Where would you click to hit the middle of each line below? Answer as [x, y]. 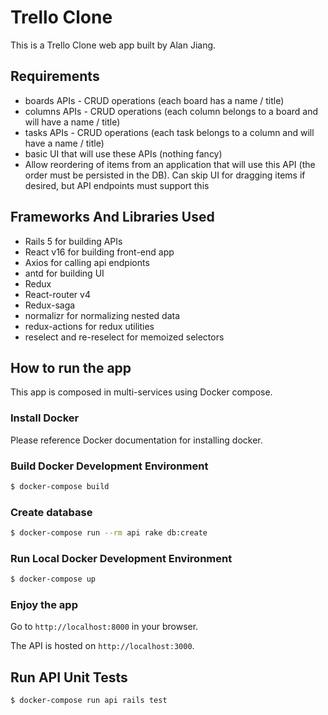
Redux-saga [50, 305]
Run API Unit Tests [69, 677]
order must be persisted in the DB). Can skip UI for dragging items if [165, 175]
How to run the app [71, 367]
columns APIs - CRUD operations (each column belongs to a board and [171, 111]
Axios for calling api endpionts [87, 262]
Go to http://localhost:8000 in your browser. [104, 627]
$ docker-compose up [53, 579]
